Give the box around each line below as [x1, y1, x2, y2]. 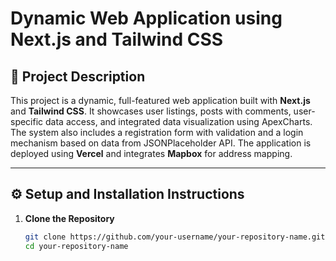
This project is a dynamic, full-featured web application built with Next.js [10, 95, 311, 106]
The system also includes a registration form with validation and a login [10, 127, 304, 138]
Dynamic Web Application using [10, 7, 283, 30]
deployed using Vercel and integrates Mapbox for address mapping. [10, 148, 293, 159]
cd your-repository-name [24, 241, 129, 251]
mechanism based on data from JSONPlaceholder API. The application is [10, 137, 312, 149]
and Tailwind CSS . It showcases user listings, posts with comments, [10, 105, 292, 117]
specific [10, 116, 44, 127]
